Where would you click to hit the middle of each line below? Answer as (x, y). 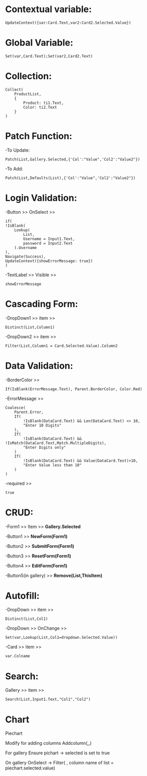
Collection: (29, 76)
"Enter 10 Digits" (42, 425)
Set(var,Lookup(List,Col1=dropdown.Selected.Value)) (61, 638)
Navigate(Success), (26, 256)
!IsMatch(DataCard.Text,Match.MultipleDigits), (56, 443)
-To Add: (14, 169)
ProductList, (28, 94)
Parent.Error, (29, 412)
